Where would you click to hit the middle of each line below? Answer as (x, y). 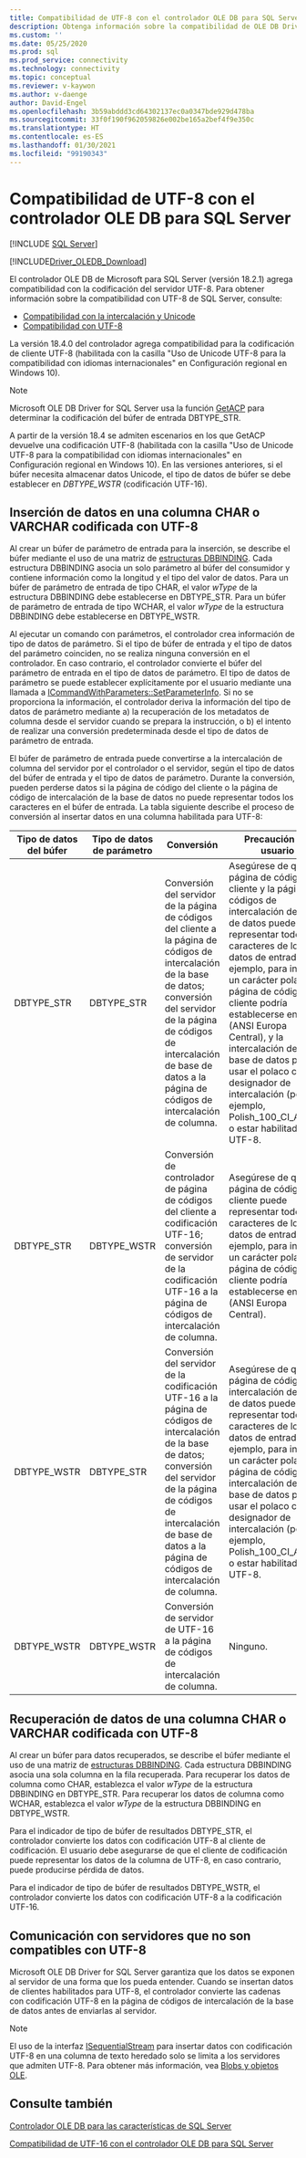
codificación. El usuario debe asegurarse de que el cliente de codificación (148, 1850)
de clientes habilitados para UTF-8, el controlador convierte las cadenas (145, 1991)
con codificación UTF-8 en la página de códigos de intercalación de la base (152, 2001)
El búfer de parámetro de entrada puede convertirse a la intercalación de (146, 759)
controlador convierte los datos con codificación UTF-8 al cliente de (138, 1841)
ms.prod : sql (34, 52)
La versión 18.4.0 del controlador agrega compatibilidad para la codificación (152, 343)
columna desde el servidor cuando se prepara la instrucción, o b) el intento (150, 721)
